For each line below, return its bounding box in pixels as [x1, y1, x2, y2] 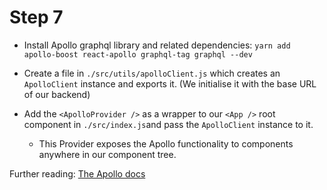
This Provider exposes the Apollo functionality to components [38, 137, 294, 150]
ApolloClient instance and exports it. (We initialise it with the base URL [23, 77, 317, 90]
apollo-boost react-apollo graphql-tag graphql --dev [23, 49, 253, 60]
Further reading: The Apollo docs [9, 167, 146, 180]
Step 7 [9, 6, 64, 29]
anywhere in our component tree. [38, 148, 177, 160]
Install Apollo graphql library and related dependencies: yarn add [23, 39, 291, 51]
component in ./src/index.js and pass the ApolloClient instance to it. [23, 118, 314, 130]
